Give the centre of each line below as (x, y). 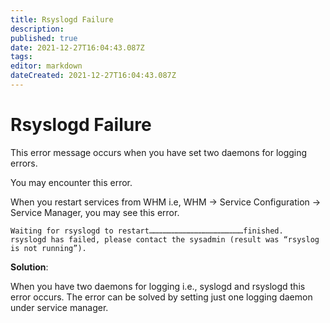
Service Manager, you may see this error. (95, 212)
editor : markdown (46, 66)
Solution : (29, 267)
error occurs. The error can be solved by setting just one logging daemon (161, 297)
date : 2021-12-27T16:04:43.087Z (77, 47)
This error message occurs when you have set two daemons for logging (159, 152)
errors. (24, 163)
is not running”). (48, 248)
